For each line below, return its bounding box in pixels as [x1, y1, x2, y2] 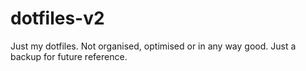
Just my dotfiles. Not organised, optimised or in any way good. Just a [10, 40, 297, 52]
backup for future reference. [10, 50, 128, 62]
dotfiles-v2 [10, 7, 105, 30]
